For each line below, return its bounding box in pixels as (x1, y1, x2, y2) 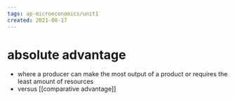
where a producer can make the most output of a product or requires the (17, 70, 228, 78)
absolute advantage (7, 47, 126, 63)
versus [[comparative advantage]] (17, 85, 116, 93)
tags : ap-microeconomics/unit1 (7, 10, 99, 17)
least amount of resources (17, 78, 94, 86)
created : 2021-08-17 (7, 17, 68, 24)
